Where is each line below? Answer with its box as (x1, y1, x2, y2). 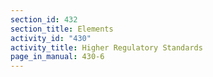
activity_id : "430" (10, 33, 92, 43)
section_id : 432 (10, 14, 78, 25)
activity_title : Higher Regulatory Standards (10, 42, 203, 53)
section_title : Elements (10, 24, 114, 34)
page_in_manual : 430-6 (10, 52, 105, 62)
